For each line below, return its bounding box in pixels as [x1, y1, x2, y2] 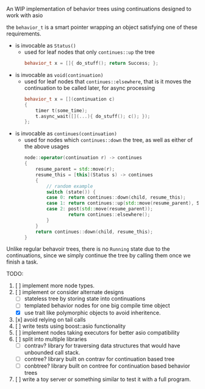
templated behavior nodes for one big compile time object [24, 302, 170, 309]
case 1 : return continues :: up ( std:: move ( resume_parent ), [46, 200, 194, 207]
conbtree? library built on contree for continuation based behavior [24, 362, 190, 369]
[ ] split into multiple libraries [15, 335, 87, 343]
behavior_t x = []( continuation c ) [24, 96, 115, 102]
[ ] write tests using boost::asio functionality [15, 322, 126, 330]
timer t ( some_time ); [35, 107, 88, 114]
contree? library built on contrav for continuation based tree [24, 355, 175, 363]
